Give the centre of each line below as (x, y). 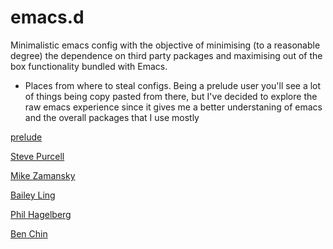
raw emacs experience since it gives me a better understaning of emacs (173, 107)
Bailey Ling (33, 195)
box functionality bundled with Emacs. (89, 66)
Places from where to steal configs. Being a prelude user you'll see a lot (173, 85)
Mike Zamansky (43, 175)
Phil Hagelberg (41, 214)
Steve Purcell (37, 156)
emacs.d (47, 17)
